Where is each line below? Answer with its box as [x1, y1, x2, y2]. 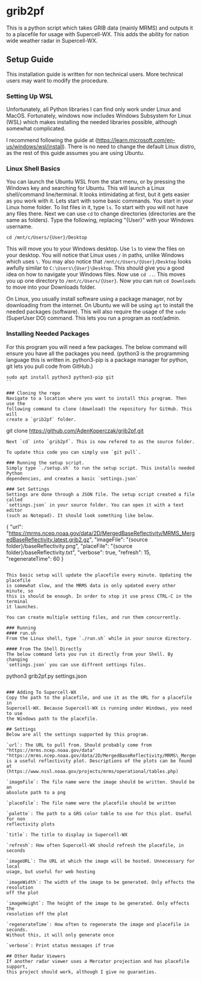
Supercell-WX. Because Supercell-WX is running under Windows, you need [6, 705, 192, 711]
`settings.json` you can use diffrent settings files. [6, 661, 147, 667]
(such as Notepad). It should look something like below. [6, 513, 155, 519]
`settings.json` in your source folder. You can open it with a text [6, 502, 185, 508]
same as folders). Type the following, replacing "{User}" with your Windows [6, 216, 194, 224]
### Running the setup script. [6, 459, 85, 465]
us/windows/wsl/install [6, 143, 63, 150]
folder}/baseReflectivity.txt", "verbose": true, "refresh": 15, [6, 549, 151, 556]
